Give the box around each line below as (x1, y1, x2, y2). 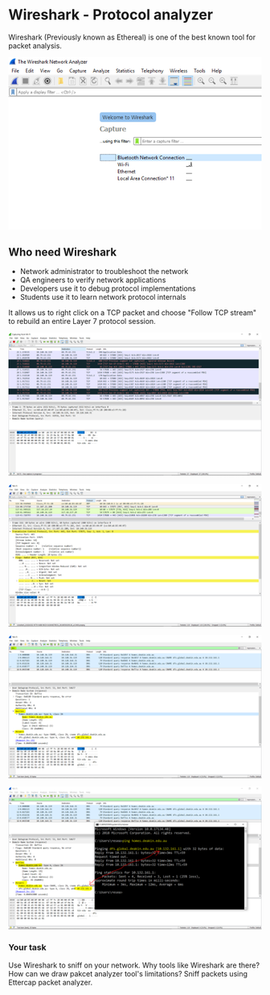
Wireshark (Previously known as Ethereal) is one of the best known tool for (8, 32, 256, 42)
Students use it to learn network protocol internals (19, 292, 186, 302)
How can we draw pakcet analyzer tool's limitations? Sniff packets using (8, 968, 247, 978)
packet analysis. (8, 40, 63, 50)
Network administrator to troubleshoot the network (19, 267, 189, 276)
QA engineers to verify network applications (19, 276, 166, 285)
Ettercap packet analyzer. (8, 977, 93, 987)
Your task (8, 942, 47, 953)
